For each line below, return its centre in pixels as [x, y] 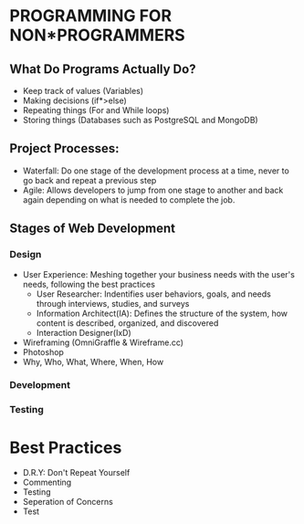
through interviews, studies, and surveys [113, 303]
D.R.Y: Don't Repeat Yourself [76, 473]
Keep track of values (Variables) [83, 91]
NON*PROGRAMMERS [97, 35]
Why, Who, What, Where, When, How [93, 362]
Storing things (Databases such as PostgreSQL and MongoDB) [140, 120]
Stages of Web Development [93, 229]
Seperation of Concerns [68, 502]
